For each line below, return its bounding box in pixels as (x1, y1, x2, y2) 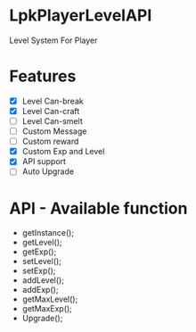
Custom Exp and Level (21, 146, 105, 157)
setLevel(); (21, 256, 62, 267)
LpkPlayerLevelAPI (9, 5, 152, 26)
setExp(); (21, 265, 56, 277)
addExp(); (21, 285, 59, 295)
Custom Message (21, 126, 87, 137)
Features (9, 66, 77, 87)
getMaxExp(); (21, 303, 73, 314)
